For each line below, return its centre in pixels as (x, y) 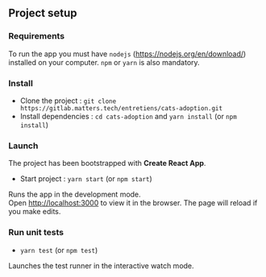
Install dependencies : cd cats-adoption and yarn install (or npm (129, 116)
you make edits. (35, 212)
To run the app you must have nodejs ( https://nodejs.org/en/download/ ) (127, 54)
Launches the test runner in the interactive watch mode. (102, 266)
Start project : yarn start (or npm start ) (86, 179)
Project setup (43, 13)
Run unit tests (36, 233)
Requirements (37, 36)
